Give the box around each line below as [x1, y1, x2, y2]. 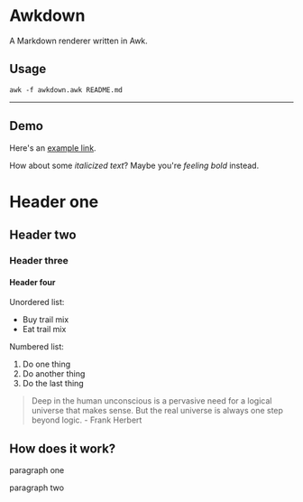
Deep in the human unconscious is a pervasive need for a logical [31, 395, 272, 406]
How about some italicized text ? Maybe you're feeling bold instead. [9, 160, 260, 171]
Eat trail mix [22, 324, 67, 335]
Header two [9, 228, 77, 243]
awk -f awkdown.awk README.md [9, 85, 124, 95]
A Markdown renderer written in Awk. [9, 35, 149, 46]
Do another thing [22, 368, 86, 379]
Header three [9, 255, 69, 267]
